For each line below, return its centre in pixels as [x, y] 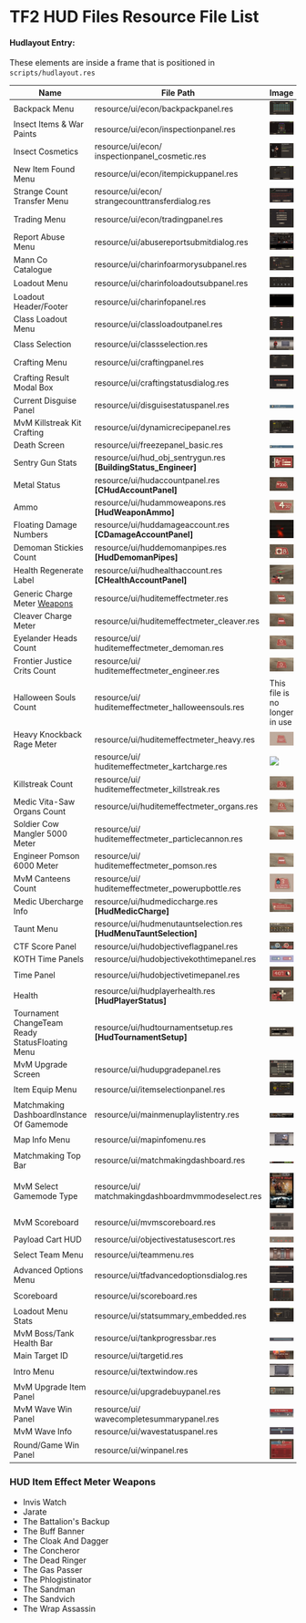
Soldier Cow [36, 824]
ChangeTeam [38, 1022]
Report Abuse [39, 237]
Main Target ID [41, 1356]
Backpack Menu [44, 109]
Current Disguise [45, 400]
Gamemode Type [46, 1196]
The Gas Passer [52, 1569]
